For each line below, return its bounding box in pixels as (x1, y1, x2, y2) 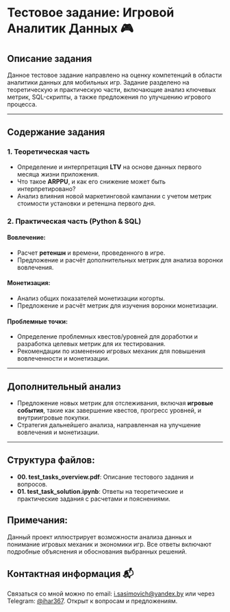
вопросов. (16, 479, 48, 488)
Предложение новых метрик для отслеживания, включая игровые (16, 399, 214, 407)
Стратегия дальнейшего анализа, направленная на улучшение (16, 421, 201, 429)
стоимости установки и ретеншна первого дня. (16, 199, 156, 207)
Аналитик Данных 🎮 (7, 21, 134, 36)
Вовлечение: (7, 234, 46, 242)
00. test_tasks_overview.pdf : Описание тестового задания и (16, 473, 194, 481)
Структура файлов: (7, 455, 95, 466)
